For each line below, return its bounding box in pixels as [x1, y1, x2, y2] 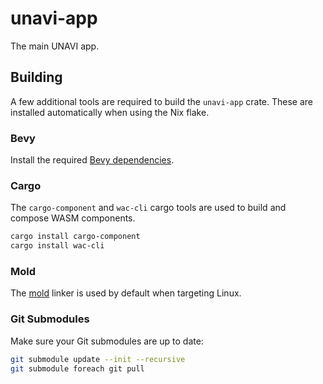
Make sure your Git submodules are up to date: [10, 335, 204, 347]
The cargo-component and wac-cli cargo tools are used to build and [10, 202, 287, 214]
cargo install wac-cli [10, 241, 105, 251]
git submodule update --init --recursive [10, 354, 186, 364]
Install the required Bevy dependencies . [10, 154, 175, 166]
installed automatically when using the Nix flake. [10, 106, 210, 118]
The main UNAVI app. [10, 40, 100, 52]
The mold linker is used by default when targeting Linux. [10, 287, 242, 299]
